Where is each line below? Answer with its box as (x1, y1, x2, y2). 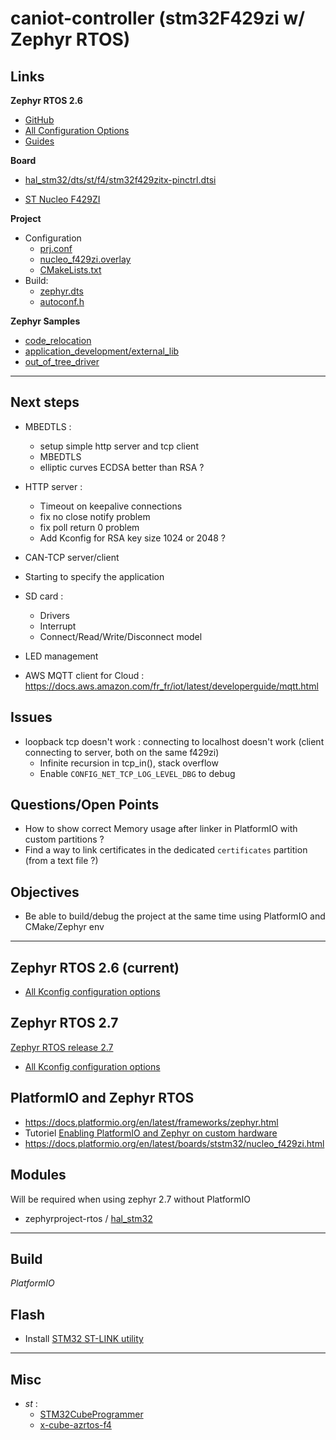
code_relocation (24, 335, 92, 346)
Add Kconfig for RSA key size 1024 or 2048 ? (39, 532, 226, 544)
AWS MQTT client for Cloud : (24, 669, 145, 681)
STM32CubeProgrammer (39, 1408, 144, 1420)
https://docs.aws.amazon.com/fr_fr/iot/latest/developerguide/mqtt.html (24, 680, 319, 692)
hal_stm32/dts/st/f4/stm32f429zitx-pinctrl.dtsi (24, 174, 217, 186)
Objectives (10, 883, 80, 901)
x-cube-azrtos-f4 (39, 1418, 112, 1431)
